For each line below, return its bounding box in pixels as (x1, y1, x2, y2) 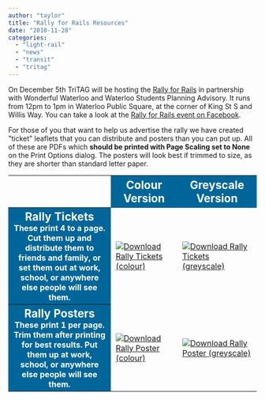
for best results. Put (21, 339, 98, 350)
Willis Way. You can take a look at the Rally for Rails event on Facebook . (8, 110, 241, 119)
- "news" (15, 48, 44, 56)
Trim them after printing (13, 330, 106, 341)
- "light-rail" (15, 41, 65, 49)
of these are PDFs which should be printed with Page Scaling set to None (8, 142, 251, 151)
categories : (8, 33, 47, 42)
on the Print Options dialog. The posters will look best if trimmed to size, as (8, 150, 252, 160)
